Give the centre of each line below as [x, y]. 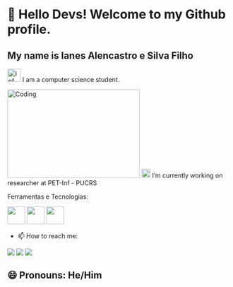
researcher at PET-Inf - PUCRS [52, 183]
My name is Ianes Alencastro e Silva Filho [101, 55]
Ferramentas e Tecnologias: [48, 197]
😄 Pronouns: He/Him [55, 275]
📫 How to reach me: [48, 236]
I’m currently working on [187, 175]
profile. [29, 29]
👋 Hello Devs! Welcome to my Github [116, 14]
